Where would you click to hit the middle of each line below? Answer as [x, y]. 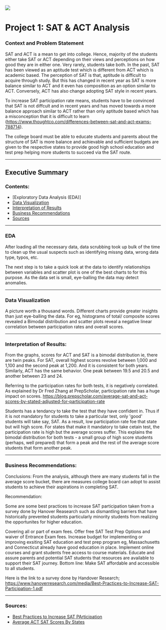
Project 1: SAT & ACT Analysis [67, 28]
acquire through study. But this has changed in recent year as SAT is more [81, 80]
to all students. [20, 568]
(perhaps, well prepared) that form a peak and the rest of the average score [82, 443]
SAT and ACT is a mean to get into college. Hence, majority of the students [82, 54]
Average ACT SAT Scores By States [48, 622]
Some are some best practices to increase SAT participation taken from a [80, 506]
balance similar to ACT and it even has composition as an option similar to [80, 86]
